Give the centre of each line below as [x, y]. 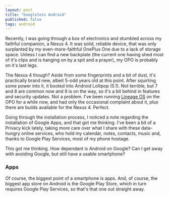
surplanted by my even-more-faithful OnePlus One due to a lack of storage [83, 49]
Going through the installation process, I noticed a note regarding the [77, 117]
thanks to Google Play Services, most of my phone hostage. [68, 139]
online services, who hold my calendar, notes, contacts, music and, [91, 133]
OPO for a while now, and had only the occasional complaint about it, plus [82, 102]
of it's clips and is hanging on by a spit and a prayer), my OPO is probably [81, 60]
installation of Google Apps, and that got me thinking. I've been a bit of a [80, 123]
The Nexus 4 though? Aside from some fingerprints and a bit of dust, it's [80, 75]
